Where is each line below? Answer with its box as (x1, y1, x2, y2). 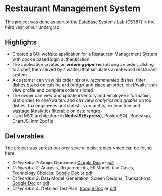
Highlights (5, 38, 37, 47)
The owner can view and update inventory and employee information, (12, 92, 151, 98)
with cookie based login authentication (12, 56, 90, 62)
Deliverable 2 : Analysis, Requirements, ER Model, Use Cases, (12, 164, 135, 170)
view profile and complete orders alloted (12, 87, 93, 93)
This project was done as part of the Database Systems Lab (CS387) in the (5, 19, 155, 25)
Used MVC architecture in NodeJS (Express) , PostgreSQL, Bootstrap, (12, 113, 152, 119)
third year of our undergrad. (5, 24, 61, 30)
